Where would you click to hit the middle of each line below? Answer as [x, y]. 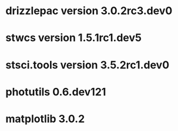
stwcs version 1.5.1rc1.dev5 [74, 38]
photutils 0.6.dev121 [56, 92]
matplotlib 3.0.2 [45, 119]
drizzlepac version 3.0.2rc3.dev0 [89, 11]
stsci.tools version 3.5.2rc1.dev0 [88, 65]
